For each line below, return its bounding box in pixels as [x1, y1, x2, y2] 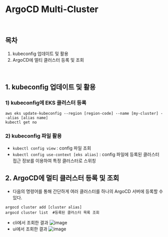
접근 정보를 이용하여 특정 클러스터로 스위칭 [12, 158, 97, 164]
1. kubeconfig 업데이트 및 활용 [5, 83, 96, 91]
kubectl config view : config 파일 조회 [12, 145, 92, 151]
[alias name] [21, 115, 49, 121]
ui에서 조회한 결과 [12, 226, 48, 232]
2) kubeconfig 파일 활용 [5, 132, 62, 139]
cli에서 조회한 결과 [12, 219, 49, 225]
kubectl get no [5, 120, 37, 125]
